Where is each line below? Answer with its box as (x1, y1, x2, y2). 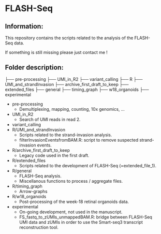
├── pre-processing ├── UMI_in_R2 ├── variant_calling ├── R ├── (5, 76, 143, 82)
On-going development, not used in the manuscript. (19, 209, 123, 215)
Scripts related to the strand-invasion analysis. (19, 132, 112, 138)
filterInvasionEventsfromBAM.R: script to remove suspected (19, 137, 139, 143)
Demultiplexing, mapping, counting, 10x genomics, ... (19, 106, 125, 112)
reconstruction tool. (19, 224, 59, 230)
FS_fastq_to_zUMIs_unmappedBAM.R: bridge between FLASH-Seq (19, 214, 152, 220)
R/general (12, 168, 32, 174)
